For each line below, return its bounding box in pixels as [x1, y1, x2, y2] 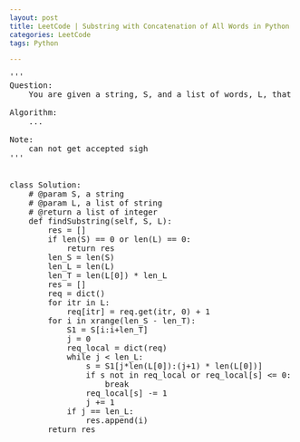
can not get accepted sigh [28, 144, 149, 154]
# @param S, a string [28, 189, 125, 199]
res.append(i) [85, 416, 149, 426]
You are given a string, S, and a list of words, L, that [28, 90, 292, 100]
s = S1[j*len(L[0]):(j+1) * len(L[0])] [85, 361, 263, 371]
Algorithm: [9, 108, 58, 118]
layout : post [9, 13, 59, 23]
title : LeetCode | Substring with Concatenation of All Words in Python [9, 22, 290, 31]
